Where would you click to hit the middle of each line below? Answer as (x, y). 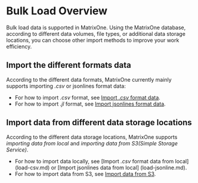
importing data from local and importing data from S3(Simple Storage (92, 143)
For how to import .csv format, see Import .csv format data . (88, 97)
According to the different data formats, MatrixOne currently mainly (89, 79)
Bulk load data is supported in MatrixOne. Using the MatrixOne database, (96, 27)
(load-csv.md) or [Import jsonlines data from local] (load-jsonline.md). (101, 168)
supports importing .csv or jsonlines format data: (66, 86)
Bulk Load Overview (57, 11)
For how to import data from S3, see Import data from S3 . (85, 173)
